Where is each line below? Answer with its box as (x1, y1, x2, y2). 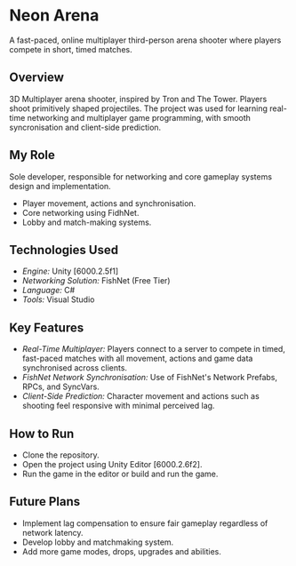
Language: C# (21, 285, 76, 296)
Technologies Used (9, 242, 118, 258)
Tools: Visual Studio (21, 294, 95, 305)
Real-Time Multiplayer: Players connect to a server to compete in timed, (21, 344, 286, 355)
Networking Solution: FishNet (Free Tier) (21, 275, 171, 286)
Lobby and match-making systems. (21, 217, 152, 227)
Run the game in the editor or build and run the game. (21, 468, 219, 479)
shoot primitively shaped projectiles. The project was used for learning (9, 103, 268, 114)
